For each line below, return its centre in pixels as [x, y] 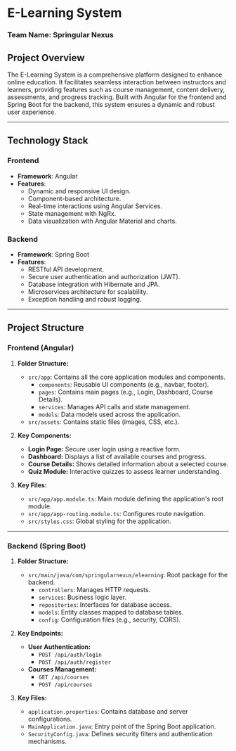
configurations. [50, 719]
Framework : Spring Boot [53, 254]
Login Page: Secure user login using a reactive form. [104, 449]
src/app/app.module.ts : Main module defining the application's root [126, 499]
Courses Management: [62, 669]
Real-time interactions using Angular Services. [95, 206]
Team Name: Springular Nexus [60, 35]
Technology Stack [48, 141]
